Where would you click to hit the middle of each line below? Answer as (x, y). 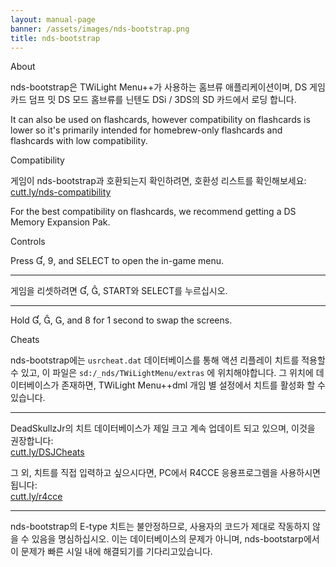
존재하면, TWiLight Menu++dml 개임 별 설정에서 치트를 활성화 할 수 (193, 385)
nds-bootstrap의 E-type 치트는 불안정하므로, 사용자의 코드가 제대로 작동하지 (160, 527)
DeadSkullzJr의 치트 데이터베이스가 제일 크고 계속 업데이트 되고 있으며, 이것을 (163, 428)
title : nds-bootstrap (55, 38)
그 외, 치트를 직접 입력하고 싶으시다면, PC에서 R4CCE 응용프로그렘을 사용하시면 (165, 473)
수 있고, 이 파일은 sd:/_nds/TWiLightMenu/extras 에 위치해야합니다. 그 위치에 (162, 373)
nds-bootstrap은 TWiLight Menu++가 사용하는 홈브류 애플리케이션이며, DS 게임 (168, 87)
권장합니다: (32, 441)
